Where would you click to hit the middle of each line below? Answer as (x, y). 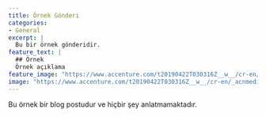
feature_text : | (35, 52)
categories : (28, 23)
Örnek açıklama (40, 67)
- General (25, 30)
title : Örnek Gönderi (44, 15)
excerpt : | (26, 38)
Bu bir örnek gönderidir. (58, 45)
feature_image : (33, 74)
